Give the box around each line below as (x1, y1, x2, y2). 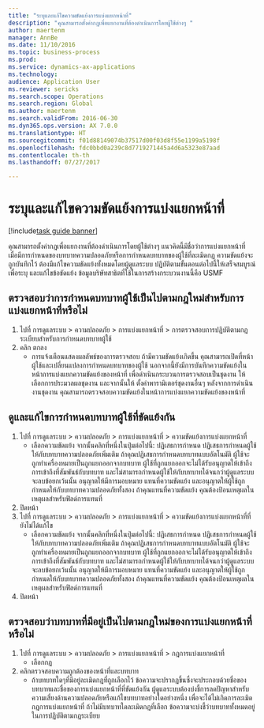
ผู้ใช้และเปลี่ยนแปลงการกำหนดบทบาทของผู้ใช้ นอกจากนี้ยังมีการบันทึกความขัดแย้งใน (31, 360, 247, 370)
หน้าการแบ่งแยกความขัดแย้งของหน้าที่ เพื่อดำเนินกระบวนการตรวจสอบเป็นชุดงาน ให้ (31, 369, 246, 379)
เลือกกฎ (31, 657, 53, 666)
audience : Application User (8, 77, 101, 85)
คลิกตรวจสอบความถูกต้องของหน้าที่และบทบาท (19, 666, 139, 676)
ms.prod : (8, 56, 37, 64)
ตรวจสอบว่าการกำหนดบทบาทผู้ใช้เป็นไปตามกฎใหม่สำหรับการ (8, 292, 244, 305)
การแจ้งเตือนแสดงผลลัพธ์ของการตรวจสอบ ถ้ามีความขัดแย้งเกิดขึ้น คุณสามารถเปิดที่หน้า (31, 351, 254, 360)
